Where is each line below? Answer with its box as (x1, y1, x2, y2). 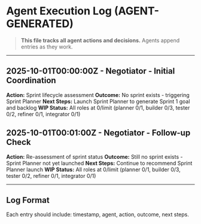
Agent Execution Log (6, 4, 112, 18)
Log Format (6, 195, 50, 205)
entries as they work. (20, 43, 73, 50)
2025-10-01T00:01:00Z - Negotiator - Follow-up (6, 128, 191, 138)
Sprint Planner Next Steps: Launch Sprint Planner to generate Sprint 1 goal (6, 98, 190, 105)
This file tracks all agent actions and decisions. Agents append (20, 37, 180, 44)
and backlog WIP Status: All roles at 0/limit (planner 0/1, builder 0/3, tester (6, 104, 190, 111)
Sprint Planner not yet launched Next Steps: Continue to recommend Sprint (6, 159, 193, 167)
